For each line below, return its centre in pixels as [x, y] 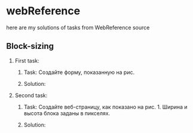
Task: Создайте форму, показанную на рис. [79, 72]
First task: [27, 60]
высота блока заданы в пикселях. [67, 113]
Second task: [31, 95]
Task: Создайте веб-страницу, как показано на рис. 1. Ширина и [105, 107]
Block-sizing [30, 46]
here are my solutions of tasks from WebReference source [78, 27]
